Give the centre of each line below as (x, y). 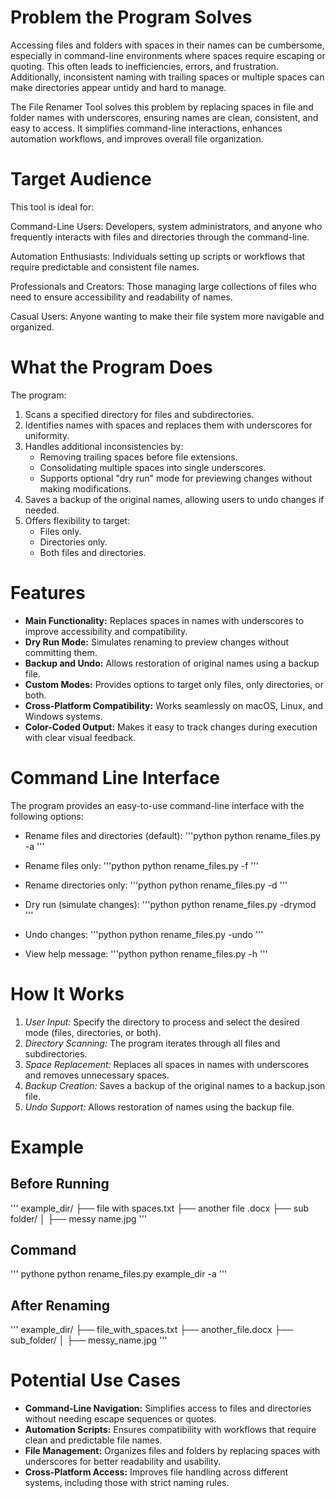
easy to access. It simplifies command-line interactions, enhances (146, 128)
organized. (32, 327)
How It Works (67, 993)
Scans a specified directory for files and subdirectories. (139, 414)
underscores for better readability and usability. (123, 1462)
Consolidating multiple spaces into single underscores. (153, 467)
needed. (42, 510)
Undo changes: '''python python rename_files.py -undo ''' (144, 934)
